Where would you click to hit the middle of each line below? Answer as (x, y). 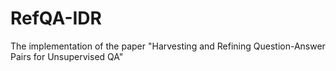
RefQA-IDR (56, 18)
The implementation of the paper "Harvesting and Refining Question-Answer (168, 46)
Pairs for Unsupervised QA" (67, 56)
